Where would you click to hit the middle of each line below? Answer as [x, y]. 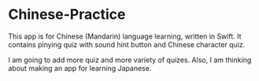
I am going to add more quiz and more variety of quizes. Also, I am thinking [130, 60]
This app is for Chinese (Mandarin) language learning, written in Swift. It [125, 36]
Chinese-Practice [67, 15]
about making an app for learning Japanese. [80, 68]
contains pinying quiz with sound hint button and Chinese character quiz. [127, 44]
